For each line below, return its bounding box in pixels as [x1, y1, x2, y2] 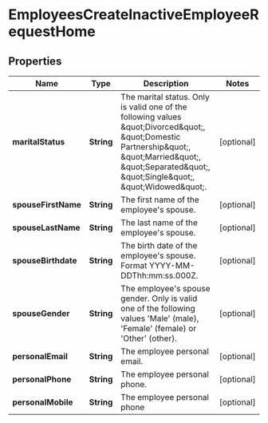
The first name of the [120, 194, 199, 205]
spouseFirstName [12, 200, 82, 210]
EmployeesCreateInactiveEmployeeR [8, 6, 259, 24]
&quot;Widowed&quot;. [120, 181, 207, 192]
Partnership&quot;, [120, 141, 191, 152]
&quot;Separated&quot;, [120, 161, 211, 172]
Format [120, 260, 148, 271]
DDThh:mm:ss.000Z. [120, 270, 199, 281]
